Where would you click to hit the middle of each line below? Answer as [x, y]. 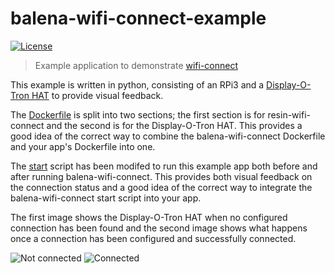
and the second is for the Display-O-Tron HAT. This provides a [174, 125]
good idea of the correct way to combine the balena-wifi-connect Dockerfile [168, 136]
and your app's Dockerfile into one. [83, 146]
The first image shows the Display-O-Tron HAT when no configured [149, 217]
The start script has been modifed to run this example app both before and [164, 166]
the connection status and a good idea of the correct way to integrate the [161, 187]
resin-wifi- [289, 114]
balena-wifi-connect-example [138, 18]
